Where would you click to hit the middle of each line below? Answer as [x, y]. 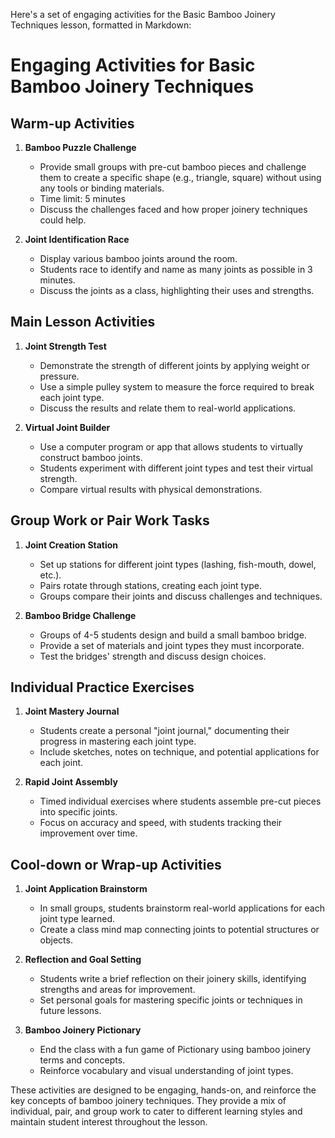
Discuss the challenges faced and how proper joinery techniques [173, 209]
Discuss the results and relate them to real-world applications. [168, 408]
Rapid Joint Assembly [71, 782]
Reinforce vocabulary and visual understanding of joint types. [166, 1071]
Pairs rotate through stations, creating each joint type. [150, 585]
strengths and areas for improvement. [117, 990]
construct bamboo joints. [91, 457]
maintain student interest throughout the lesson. [109, 1122]
